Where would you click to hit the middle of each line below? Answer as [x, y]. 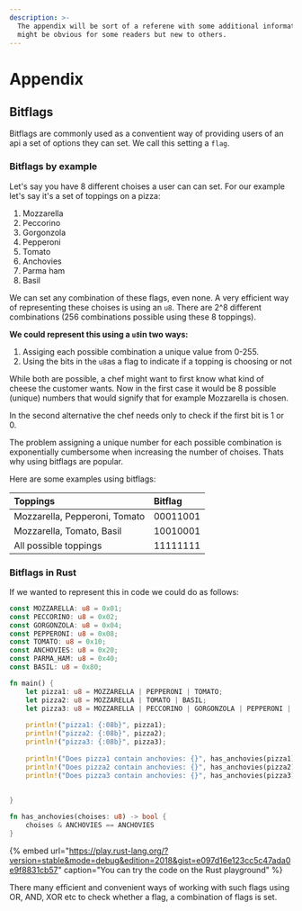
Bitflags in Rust [43, 573]
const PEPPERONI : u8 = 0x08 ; [64, 634]
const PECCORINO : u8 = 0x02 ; [64, 617]
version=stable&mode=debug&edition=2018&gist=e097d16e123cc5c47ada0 [150, 860]
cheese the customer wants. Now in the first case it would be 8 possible [143, 388]
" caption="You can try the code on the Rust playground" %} [170, 870]
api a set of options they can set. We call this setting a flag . [120, 143]
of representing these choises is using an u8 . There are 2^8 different [136, 307]
